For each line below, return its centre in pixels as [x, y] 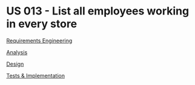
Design [15, 64]
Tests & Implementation [36, 75]
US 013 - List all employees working [98, 11]
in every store [42, 24]
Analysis [17, 52]
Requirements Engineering [39, 40]
